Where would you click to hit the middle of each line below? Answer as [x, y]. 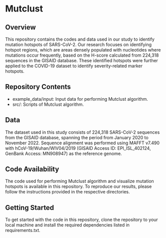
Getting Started [30, 208]
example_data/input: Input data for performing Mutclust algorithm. [80, 99]
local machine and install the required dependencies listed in [67, 225]
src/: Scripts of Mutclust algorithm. [48, 104]
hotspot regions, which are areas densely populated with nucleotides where [83, 50]
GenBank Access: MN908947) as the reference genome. [64, 153]
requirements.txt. [23, 230]
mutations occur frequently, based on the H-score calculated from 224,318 [82, 55]
